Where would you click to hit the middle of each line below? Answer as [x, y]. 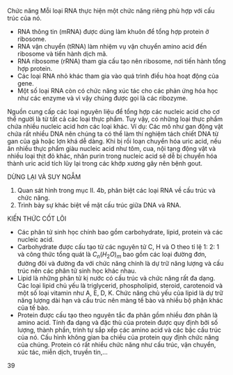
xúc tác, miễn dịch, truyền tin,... [62, 352]
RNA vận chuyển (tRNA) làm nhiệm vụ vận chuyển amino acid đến [112, 46]
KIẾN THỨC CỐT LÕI [37, 218]
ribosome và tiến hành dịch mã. [62, 54]
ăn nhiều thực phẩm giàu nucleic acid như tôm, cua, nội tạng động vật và [112, 149]
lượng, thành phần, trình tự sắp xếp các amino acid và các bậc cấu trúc [119, 330]
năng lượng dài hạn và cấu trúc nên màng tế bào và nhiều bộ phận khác [120, 300]
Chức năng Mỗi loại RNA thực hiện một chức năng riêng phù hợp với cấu [111, 11]
